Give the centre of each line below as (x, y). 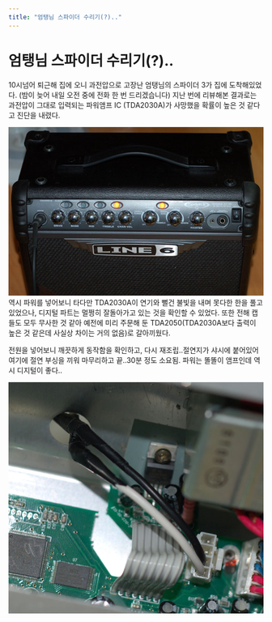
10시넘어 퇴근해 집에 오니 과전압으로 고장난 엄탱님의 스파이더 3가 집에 (118, 84)
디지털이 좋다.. (40, 370)
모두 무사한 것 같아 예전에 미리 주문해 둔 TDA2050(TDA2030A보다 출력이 (140, 322)
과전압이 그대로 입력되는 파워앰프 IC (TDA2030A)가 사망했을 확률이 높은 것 (127, 104)
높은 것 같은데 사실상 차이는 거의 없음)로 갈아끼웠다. (90, 333)
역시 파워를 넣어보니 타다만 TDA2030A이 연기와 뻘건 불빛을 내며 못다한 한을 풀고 (136, 302)
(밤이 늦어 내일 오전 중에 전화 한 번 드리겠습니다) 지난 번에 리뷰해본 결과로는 (138, 95)
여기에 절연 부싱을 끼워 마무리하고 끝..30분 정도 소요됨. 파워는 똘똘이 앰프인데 (130, 360)
